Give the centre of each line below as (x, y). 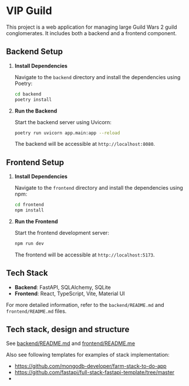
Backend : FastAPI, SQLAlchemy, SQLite (63, 287)
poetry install (33, 100)
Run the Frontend (36, 221)
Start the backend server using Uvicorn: (63, 122)
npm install (29, 210)
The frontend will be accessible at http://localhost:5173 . (85, 255)
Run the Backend (36, 111)
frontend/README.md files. (36, 311)
